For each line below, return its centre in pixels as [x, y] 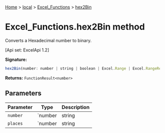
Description [76, 107]
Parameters [23, 93]
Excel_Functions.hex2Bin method [75, 27]
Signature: [16, 59]
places [15, 123]
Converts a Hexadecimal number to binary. [48, 40]
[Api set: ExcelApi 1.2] [27, 50]
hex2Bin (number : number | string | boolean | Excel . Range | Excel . [76, 68]
